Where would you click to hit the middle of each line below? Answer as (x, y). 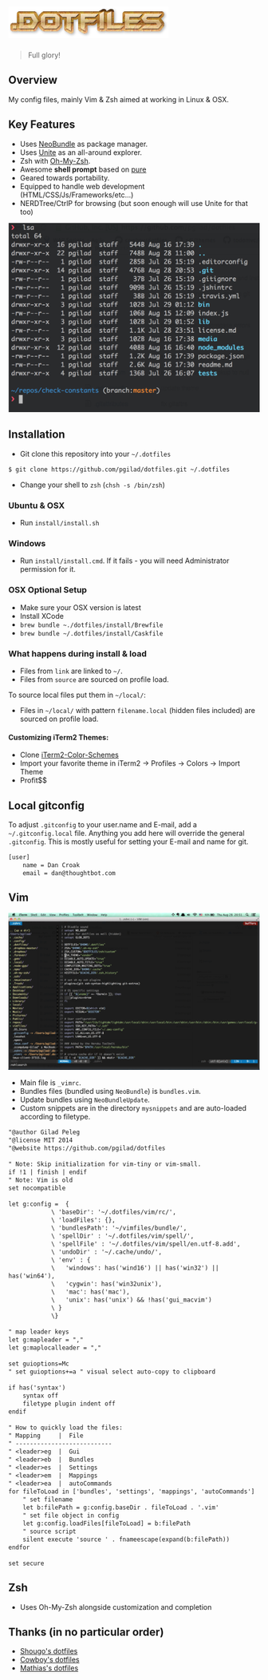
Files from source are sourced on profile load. (94, 679)
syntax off (41, 1396)
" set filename (48, 1500)
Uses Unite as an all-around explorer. (81, 152)
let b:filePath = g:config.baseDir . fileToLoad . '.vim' (121, 1508)
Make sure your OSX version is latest (81, 607)
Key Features (42, 125)
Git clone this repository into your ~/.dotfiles (95, 454)
